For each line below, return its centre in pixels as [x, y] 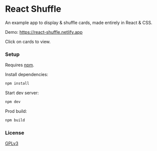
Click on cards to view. [28, 41]
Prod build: [16, 111]
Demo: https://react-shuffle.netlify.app [44, 32]
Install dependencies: [27, 75]
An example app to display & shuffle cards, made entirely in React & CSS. [79, 23]
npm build [15, 120]
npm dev [13, 102]
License [15, 132]
